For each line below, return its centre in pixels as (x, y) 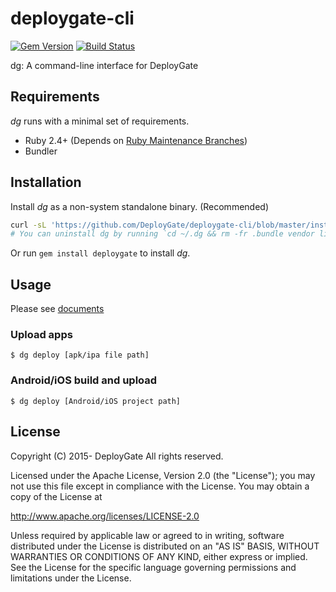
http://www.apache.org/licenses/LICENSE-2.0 (105, 516)
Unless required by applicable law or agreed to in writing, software (147, 535)
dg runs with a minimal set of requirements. (100, 121)
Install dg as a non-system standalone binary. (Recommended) (139, 206)
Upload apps (41, 335)
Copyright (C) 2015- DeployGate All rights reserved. (117, 456)
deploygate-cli (72, 18)
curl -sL (28, 225)
